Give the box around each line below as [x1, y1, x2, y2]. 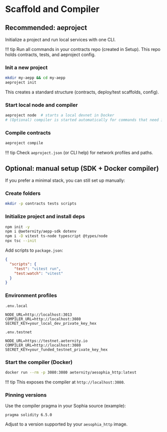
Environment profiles [5, 292, 57, 299]
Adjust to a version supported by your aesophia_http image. [5, 421, 128, 428]
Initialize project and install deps [5, 213, 85, 220]
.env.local [5, 303, 28, 308]
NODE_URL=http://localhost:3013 [5, 312, 72, 317]
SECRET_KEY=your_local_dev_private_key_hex [5, 321, 97, 326]
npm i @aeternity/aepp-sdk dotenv [5, 229, 77, 234]
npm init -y [5, 224, 30, 229]
